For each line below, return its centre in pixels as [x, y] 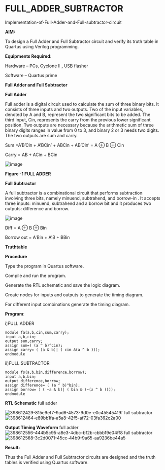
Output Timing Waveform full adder [42, 427]
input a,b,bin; [21, 376]
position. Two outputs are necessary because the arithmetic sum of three [80, 125]
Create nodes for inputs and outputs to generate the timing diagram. [74, 295]
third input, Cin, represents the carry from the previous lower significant [78, 119]
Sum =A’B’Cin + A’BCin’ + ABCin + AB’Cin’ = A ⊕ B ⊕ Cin [65, 145]
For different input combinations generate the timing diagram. [67, 304]
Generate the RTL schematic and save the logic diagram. [63, 285]
